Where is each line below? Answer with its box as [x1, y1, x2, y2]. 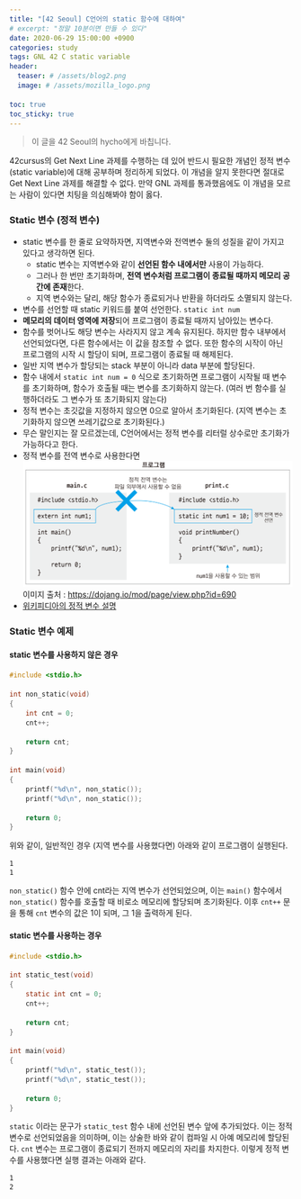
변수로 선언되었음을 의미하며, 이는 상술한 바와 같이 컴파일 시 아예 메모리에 [9, 1132, 266, 1143]
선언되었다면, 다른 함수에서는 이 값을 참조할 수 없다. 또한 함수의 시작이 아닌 [22, 338, 284, 348]
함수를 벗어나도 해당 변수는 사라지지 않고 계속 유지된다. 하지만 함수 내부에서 [22, 326, 287, 337]
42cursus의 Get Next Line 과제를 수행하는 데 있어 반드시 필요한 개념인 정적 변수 [9, 156, 291, 167]
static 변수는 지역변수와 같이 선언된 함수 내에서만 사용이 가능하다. [35, 258, 264, 269]
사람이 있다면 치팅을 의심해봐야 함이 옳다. [18, 189, 164, 200]
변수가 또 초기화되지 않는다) [70, 393, 168, 404]
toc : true [9, 100, 47, 109]
